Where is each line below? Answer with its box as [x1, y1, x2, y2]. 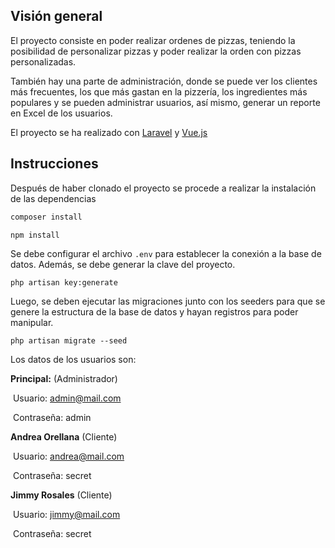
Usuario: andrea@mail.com [12, 450, 125, 462]
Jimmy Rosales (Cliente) [10, 489, 113, 501]
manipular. [10, 316, 54, 328]
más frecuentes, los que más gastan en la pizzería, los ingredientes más [10, 85, 308, 98]
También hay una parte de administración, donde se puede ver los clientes [10, 75, 318, 87]
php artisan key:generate [10, 277, 118, 288]
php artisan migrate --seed [10, 335, 128, 346]
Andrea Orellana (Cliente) [10, 430, 118, 443]
